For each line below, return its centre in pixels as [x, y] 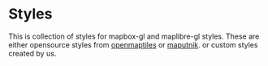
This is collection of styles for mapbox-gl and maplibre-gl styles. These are [134, 36]
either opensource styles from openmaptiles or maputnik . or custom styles [133, 44]
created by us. [32, 53]
